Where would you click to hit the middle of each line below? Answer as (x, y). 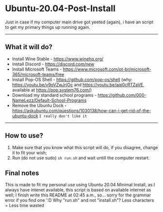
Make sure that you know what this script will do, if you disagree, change (85, 147)
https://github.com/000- (122, 95)
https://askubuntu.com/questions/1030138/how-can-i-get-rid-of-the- (81, 111)
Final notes (22, 173)
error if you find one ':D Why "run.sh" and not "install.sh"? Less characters (80, 200)
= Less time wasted (25, 206)
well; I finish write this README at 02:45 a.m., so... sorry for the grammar (78, 195)
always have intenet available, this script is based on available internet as (78, 190)
